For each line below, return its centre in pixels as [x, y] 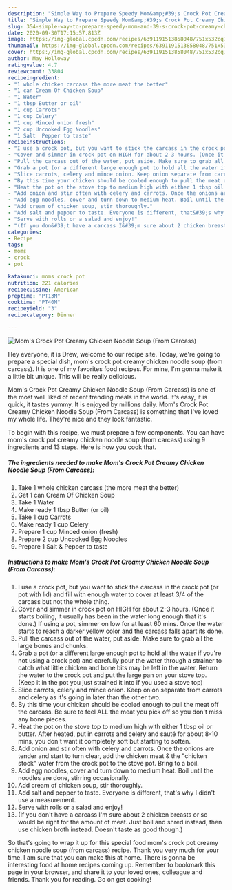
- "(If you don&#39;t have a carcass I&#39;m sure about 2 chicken [107, 225]
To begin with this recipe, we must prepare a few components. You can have [116, 432]
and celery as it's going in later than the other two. [89, 697]
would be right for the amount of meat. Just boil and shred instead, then [120, 822]
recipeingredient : [34, 78]
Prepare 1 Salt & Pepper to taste [63, 546]
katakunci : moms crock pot [46, 276]
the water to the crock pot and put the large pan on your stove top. [112, 675]
